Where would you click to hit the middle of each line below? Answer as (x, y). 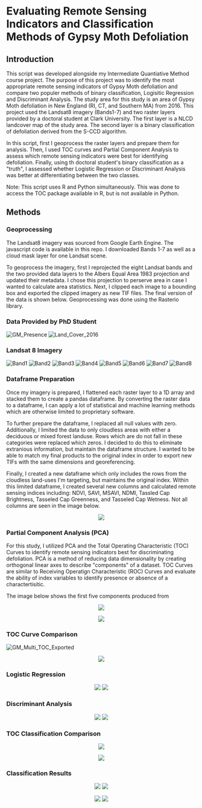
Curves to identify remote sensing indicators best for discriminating (90, 552)
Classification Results (39, 773)
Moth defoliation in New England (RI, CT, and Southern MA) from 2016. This (100, 106)
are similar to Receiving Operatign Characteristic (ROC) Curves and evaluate (101, 571)
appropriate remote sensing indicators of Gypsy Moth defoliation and (92, 86)
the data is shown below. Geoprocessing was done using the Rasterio (93, 299)
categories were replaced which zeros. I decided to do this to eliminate (94, 442)
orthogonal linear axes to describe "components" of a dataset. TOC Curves (99, 565)
